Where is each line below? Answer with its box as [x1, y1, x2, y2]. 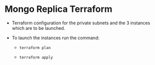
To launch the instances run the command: [11, 35, 100, 41]
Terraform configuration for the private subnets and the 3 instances [11, 20, 151, 26]
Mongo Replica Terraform [4, 3, 113, 15]
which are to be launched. [11, 25, 66, 31]
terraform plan [19, 45, 51, 50]
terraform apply [19, 55, 53, 60]
